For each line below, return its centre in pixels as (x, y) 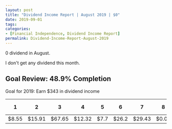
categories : (18, 29)
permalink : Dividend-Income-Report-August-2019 (57, 39)
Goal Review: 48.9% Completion (58, 79)
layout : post (19, 10)
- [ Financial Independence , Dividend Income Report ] (63, 34)
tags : (11, 24)
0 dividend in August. (28, 53)
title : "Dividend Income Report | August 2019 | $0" (63, 15)
